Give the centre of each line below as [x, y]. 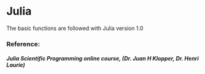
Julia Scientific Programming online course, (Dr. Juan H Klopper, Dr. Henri [102, 59]
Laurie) [16, 65]
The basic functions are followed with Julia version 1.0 [75, 28]
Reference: [23, 44]
